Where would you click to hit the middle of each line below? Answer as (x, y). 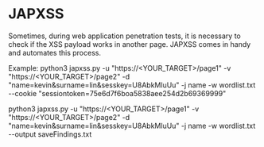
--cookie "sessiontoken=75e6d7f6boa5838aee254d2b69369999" (117, 93)
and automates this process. (55, 52)
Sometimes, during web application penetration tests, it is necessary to (124, 36)
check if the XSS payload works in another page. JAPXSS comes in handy (130, 44)
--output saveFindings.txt (50, 134)
